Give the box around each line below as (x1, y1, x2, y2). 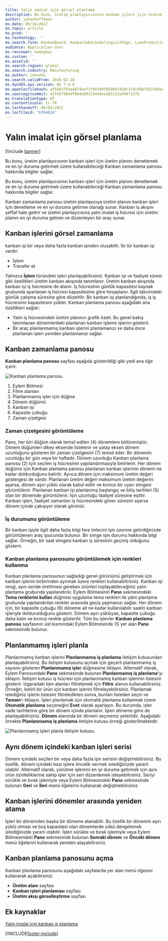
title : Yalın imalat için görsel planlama (5, 7, 95, 13)
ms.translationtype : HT (5, 96, 55, 101)
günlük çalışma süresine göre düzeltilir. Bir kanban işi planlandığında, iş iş (5, 294, 156, 300)
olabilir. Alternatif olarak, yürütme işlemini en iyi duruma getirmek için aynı (5, 766, 157, 772)
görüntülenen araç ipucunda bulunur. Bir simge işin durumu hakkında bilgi (5, 532, 157, 539)
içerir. (5, 363, 17, 369)
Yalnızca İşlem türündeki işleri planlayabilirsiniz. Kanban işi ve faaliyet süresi (5, 273, 162, 279)
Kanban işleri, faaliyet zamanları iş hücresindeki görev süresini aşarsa (5, 497, 148, 503)
